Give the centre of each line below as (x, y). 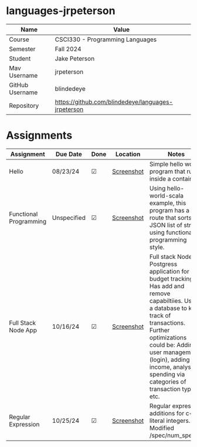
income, (160, 367)
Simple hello (166, 164)
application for (169, 271)
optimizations (168, 338)
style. (157, 247)
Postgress (163, 264)
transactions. (167, 323)
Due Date (69, 154)
